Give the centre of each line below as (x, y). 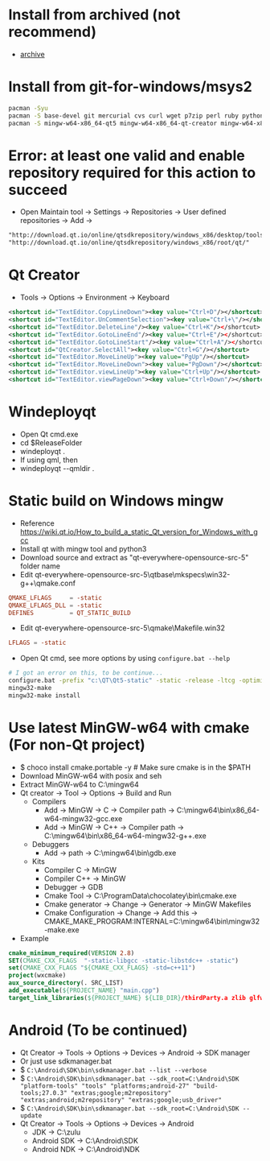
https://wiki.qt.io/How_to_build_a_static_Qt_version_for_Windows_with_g (139, 531)
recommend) (52, 32)
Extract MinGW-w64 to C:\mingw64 (79, 784)
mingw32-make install (45, 695)
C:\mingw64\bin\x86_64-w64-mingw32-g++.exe (125, 836)
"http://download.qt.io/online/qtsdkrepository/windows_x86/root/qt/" (129, 243)
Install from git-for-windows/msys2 (131, 87)
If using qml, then (49, 460)
